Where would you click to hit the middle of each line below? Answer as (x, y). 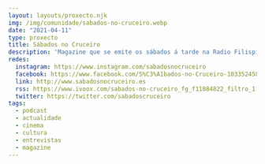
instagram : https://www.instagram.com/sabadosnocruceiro (111, 67)
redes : (19, 60)
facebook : (31, 74)
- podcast (31, 111)
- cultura (31, 132)
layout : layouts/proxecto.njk (58, 15)
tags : (17, 103)
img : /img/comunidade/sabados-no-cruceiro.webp (88, 23)
